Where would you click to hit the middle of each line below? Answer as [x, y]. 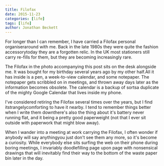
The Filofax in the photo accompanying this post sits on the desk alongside [81, 67]
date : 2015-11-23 [23, 14]
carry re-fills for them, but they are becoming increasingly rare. [69, 57]
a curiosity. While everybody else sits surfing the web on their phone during [82, 143]
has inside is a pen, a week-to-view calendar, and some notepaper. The [77, 77]
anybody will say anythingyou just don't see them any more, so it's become [81, 138]
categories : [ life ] [25, 19]
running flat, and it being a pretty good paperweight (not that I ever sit [75, 118]
